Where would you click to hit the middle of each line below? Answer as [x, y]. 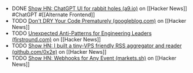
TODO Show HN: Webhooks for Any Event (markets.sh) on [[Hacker [94, 58]
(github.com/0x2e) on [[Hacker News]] [59, 52]
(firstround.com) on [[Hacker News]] [56, 39]
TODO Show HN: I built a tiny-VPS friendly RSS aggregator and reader [97, 46]
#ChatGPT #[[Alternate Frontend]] [53, 15]
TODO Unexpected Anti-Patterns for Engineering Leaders [82, 33]
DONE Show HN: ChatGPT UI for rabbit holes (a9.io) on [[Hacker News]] [99, 8]
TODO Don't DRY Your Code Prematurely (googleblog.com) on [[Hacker [99, 21]
